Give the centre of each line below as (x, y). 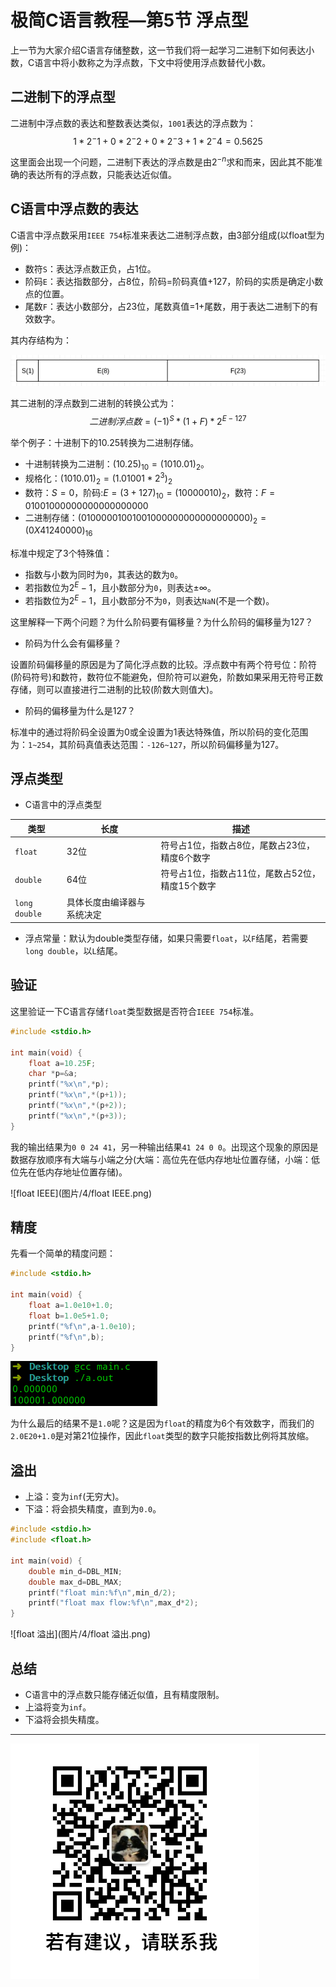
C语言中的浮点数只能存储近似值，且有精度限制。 (124, 1694)
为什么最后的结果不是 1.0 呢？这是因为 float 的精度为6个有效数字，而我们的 (162, 1423)
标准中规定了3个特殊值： (61, 553)
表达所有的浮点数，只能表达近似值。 (102, 175)
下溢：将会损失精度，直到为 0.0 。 (93, 1509)
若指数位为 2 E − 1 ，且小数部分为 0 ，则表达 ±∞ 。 (120, 586)
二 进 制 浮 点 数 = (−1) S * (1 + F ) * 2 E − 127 (168, 420)
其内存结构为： (41, 340)
